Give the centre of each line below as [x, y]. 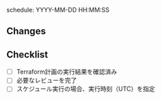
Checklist [27, 54]
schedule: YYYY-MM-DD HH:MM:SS [58, 10]
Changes [26, 31]
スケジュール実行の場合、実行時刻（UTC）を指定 [86, 89]
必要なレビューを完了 [46, 81]
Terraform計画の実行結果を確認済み [67, 72]
